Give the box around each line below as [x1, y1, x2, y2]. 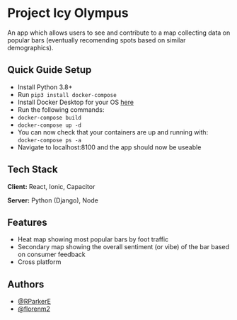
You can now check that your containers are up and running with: [17, 127, 209, 136]
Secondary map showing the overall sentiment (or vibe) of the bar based [17, 243, 230, 251]
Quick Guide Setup [7, 64, 92, 76]
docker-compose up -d [17, 122, 81, 129]
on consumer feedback [17, 250, 86, 259]
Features [7, 216, 47, 228]
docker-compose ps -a [17, 137, 81, 144]
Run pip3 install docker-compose [17, 90, 117, 98]
